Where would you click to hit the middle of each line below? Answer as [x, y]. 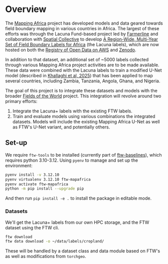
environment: [19, 165]
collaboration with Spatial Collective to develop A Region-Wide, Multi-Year [82, 39]
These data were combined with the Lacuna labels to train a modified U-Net [83, 70]
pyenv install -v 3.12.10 [32, 175]
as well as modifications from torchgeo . [46, 256]
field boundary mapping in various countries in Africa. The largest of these [82, 28]
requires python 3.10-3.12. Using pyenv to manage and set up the [72, 160]
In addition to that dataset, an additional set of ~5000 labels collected [77, 59]
